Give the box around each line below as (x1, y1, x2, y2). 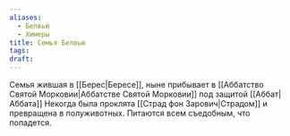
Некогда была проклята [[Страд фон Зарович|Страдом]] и (44, 98, 268, 108)
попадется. (9, 117, 52, 128)
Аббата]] (9, 98, 43, 108)
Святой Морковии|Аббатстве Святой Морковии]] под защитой (9, 89, 248, 99)
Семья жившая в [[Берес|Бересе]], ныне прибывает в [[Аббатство (9, 80, 264, 89)
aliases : (9, 13, 42, 22)
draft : (9, 55, 34, 64)
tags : (9, 47, 30, 55)
